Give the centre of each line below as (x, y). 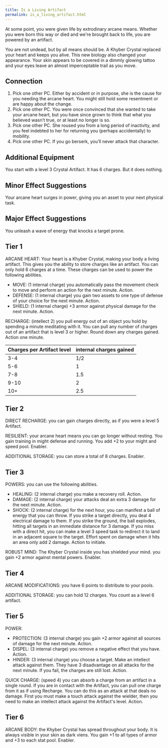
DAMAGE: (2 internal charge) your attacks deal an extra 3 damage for (84, 500)
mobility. (21, 136)
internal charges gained (105, 350)
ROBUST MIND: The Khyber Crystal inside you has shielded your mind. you (83, 552)
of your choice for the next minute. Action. (56, 301)
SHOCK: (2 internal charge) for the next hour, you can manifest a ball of (86, 510)
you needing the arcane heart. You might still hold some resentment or (85, 99)
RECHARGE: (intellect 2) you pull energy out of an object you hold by (76, 321)
